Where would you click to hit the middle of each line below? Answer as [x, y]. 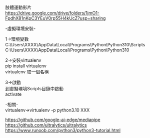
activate [13, 94]
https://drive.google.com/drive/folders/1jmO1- [52, 13]
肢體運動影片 [18, 7]
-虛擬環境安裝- [20, 28]
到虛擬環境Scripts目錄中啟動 [34, 88]
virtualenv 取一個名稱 [27, 72]
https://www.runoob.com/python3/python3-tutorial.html [63, 130]
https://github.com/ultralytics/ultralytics [46, 125]
